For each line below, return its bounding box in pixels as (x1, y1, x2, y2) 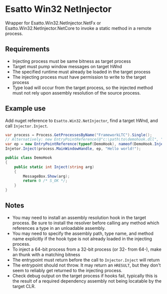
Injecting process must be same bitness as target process (12, 58, 131, 64)
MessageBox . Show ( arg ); (23, 174, 70, 179)
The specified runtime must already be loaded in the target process (12, 69, 151, 75)
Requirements (5, 45, 50, 53)
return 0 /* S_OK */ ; (23, 178, 68, 184)
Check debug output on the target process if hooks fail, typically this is (12, 273, 158, 279)
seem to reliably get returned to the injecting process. (12, 267, 123, 273)
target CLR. (12, 283, 36, 289)
